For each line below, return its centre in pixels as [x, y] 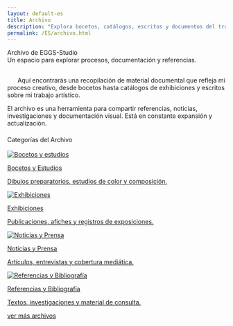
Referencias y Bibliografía [44, 289]
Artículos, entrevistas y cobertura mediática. [70, 261]
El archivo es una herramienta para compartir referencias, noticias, [102, 109]
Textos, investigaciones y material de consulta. [74, 302]
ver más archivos [32, 316]
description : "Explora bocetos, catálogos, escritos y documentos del [111, 26]
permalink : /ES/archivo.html [49, 33]
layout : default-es [35, 14]
